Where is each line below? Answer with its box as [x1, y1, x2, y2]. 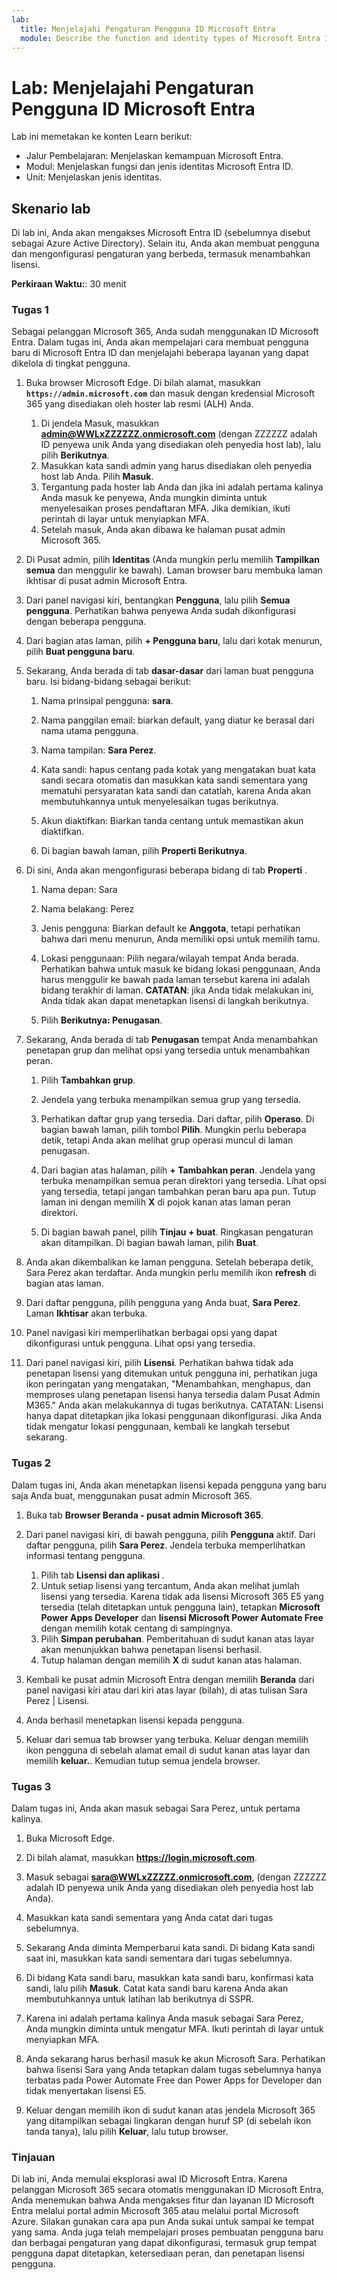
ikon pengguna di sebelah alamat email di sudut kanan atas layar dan [25, 1744, 311, 1756]
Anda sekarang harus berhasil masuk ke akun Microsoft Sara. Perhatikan [25, 2053, 326, 2065]
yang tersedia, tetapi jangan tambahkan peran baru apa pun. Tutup [40, 1186, 317, 1198]
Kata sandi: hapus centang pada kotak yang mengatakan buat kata [40, 764, 316, 776]
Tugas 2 [11, 1456, 52, 1470]
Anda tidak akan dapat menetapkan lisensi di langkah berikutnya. [40, 995, 309, 1007]
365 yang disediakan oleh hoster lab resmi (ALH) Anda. [25, 398, 254, 410]
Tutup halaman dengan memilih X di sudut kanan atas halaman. [40, 1654, 303, 1666]
